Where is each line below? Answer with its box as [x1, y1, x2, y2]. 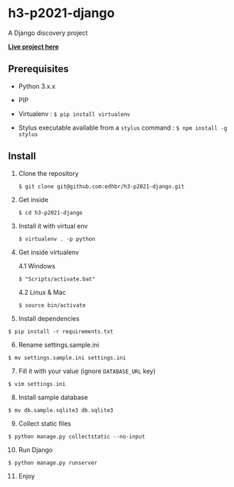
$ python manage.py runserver [8, 459, 98, 466]
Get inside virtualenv [18, 248, 79, 256]
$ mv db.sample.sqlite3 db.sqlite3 [8, 407, 114, 414]
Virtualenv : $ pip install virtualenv [18, 109, 131, 118]
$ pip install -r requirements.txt [8, 328, 114, 335]
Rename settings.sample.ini [18, 340, 100, 349]
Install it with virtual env [18, 221, 88, 230]
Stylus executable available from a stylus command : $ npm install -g [18, 123, 228, 132]
